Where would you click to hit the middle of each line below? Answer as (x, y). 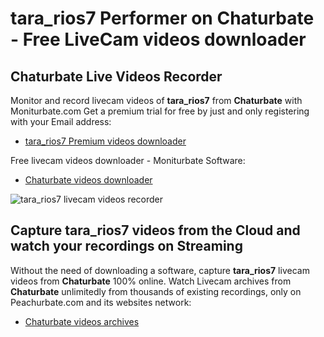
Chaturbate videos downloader (88, 180)
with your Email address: (61, 121)
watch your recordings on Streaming (126, 246)
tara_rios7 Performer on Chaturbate (162, 18)
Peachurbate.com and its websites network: (101, 302)
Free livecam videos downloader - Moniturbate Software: (128, 160)
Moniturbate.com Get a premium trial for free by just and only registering (160, 111)
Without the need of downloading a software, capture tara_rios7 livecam (160, 270)
